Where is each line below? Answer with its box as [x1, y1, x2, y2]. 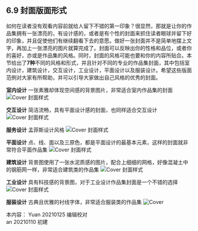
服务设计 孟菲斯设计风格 [6, 126, 65, 133]
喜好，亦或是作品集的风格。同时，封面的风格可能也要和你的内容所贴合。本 [11, 52, 192, 59]
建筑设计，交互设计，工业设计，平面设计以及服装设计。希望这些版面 [26, 67, 192, 74]
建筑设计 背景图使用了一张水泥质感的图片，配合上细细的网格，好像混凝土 [6, 159, 183, 166]
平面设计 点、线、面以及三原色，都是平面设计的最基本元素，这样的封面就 [6, 138, 183, 146]
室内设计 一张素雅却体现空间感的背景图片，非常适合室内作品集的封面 [6, 86, 173, 93]
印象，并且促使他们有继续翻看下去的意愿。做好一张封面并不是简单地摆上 [11, 37, 187, 44]
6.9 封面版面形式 [6, 5, 67, 16]
